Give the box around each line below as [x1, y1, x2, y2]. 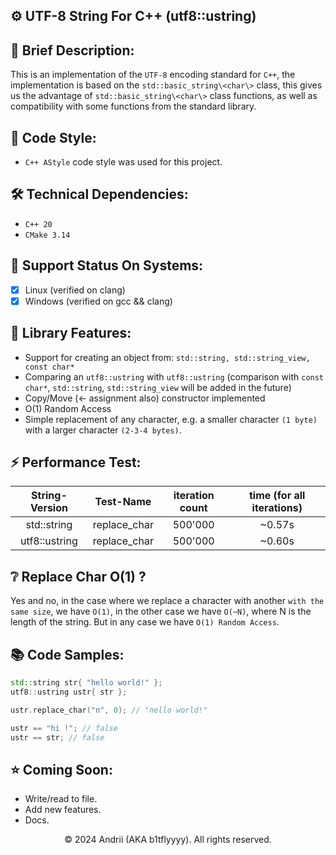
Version [29, 501, 68, 515]
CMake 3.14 [24, 230, 71, 240]
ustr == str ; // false [10, 732, 105, 743]
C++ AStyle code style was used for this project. [24, 156, 223, 168]
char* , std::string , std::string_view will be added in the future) [24, 381, 292, 393]
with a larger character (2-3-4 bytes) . [24, 424, 182, 436]
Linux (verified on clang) [24, 284, 126, 296]
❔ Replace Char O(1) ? [10, 568, 147, 585]
